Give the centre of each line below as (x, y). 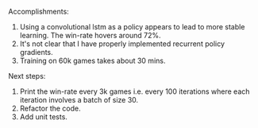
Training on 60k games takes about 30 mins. (92, 60)
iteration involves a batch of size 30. (79, 100)
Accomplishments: (39, 12)
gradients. (36, 52)
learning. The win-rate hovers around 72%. (90, 35)
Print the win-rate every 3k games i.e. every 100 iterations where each (135, 91)
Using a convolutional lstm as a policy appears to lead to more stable (132, 27)
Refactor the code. (50, 108)
